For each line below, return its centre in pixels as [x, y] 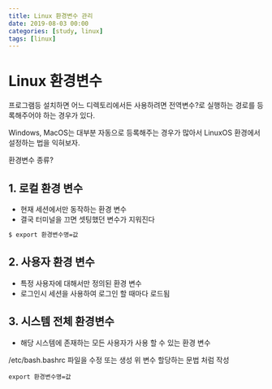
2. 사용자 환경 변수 [52, 262]
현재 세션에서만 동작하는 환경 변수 [73, 209]
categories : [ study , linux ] [56, 31]
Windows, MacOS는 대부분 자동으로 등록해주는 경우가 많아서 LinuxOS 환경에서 [135, 133]
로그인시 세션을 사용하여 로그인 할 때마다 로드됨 [95, 293]
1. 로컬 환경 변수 [46, 188]
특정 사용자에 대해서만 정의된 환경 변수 [81, 283]
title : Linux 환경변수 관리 [51, 16]
